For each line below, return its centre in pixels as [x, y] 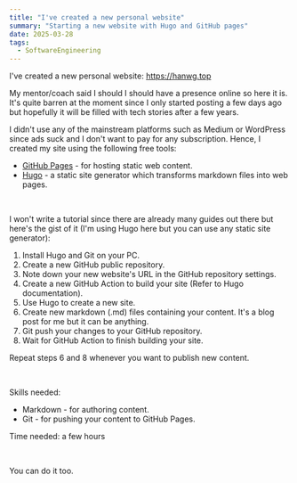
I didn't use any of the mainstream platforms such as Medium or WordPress [148, 129]
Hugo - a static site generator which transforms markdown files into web [155, 176]
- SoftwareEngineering [59, 51]
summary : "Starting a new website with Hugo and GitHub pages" [129, 26]
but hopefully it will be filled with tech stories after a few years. [124, 112]
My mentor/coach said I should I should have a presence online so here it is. [148, 94]
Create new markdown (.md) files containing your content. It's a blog [148, 312]
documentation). [52, 293]
